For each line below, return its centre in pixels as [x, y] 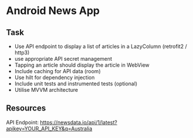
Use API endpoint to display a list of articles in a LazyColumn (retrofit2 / [101, 46]
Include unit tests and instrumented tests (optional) [76, 84]
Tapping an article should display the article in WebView [82, 65]
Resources [26, 108]
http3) [22, 53]
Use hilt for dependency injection [54, 77]
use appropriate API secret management [63, 59]
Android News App [53, 11]
